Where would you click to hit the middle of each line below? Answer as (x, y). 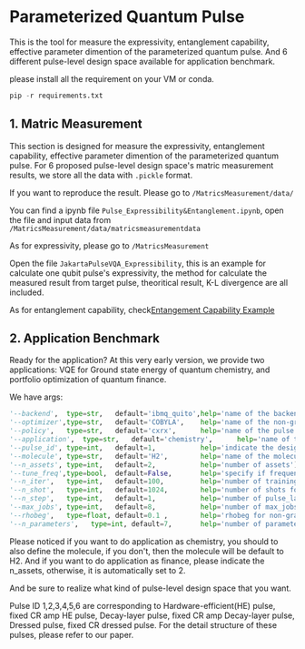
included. (27, 292)
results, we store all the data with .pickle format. (101, 175)
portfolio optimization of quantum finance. (88, 380)
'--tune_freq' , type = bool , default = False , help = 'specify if (138, 473)
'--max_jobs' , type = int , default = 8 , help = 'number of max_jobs (154, 507)
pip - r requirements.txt (56, 96)
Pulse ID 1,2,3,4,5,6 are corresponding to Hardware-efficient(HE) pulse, (143, 605)
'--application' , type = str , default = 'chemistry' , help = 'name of (150, 440)
